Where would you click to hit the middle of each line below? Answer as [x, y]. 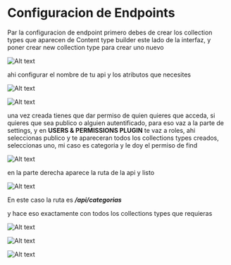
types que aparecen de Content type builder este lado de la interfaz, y [109, 39]
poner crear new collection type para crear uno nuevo [86, 47]
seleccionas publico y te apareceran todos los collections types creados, [113, 138]
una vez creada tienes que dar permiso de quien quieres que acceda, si [111, 115]
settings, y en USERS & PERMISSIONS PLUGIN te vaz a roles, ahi [101, 130]
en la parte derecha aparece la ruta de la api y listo [81, 172]
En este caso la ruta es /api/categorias [64, 200]
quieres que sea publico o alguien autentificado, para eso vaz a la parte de [115, 123]
